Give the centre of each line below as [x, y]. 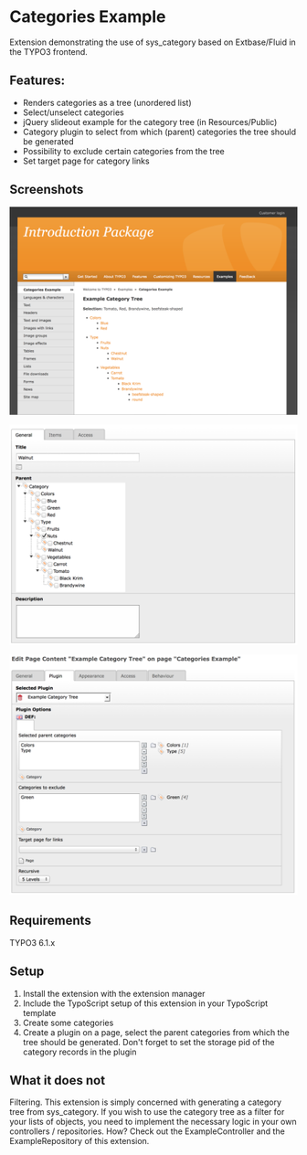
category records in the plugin [79, 1052]
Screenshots [47, 190]
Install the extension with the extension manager [114, 993]
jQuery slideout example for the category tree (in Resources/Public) [150, 122]
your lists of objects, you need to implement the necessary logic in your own [153, 1122]
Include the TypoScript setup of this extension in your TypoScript [145, 1003]
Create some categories [68, 1023]
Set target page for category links [86, 161]
